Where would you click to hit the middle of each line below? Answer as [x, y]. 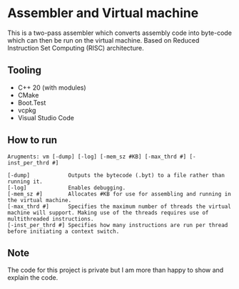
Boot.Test [32, 103]
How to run [32, 140]
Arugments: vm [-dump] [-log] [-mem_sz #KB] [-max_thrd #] [97, 157]
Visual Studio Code [46, 117]
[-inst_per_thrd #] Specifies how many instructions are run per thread [118, 225]
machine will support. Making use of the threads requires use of [108, 212]
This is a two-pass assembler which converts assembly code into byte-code [119, 33]
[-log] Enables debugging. [67, 188]
